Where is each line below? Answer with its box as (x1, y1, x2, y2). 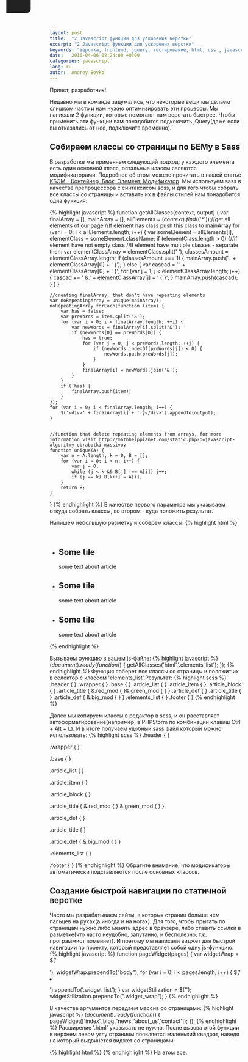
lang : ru (49, 64, 72, 70)
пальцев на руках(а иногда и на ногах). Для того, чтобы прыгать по (49, 918, 225, 925)
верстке (49, 895, 83, 906)
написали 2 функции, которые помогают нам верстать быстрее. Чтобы (49, 111, 235, 119)
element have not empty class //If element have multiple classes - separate (49, 241, 238, 249)
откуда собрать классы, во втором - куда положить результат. (49, 507, 214, 515)
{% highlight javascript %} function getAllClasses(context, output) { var (49, 208, 229, 216)
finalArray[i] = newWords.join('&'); (82, 367, 179, 373)
